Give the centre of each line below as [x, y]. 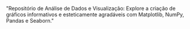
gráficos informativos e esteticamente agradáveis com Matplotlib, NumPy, [95, 14]
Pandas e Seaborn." [30, 21]
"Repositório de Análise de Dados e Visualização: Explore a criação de [91, 8]
